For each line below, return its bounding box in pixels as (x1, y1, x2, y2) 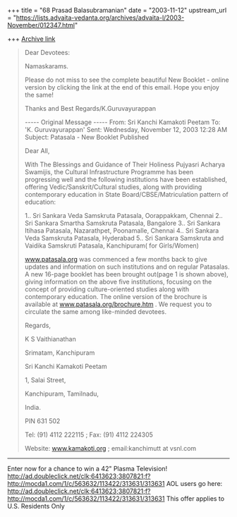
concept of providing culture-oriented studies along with (24, 285, 189, 293)
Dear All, (24, 147, 50, 154)
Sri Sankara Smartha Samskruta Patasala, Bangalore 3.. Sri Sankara (24, 219, 221, 227)
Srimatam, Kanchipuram (24, 348, 95, 357)
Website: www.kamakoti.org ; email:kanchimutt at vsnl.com (24, 444, 197, 452)
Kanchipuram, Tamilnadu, (24, 389, 99, 398)
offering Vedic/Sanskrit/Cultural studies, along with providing (24, 183, 202, 191)
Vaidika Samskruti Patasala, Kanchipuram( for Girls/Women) (24, 241, 200, 250)
